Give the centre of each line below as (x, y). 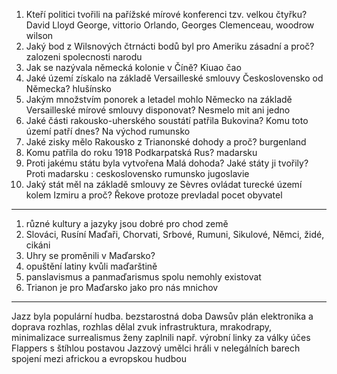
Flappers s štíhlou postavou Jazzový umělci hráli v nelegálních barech (156, 348)
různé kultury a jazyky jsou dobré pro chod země (127, 223)
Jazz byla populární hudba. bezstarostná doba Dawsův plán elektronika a (162, 316)
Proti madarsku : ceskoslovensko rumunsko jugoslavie (137, 173)
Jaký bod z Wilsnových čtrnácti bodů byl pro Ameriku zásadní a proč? (170, 46)
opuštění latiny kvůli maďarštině (91, 266)
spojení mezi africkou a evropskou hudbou (99, 358)
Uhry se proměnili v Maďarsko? (90, 255)
